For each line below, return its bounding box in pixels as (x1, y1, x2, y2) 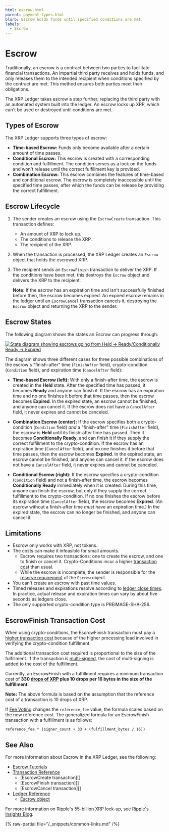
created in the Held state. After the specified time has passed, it (12, 382, 146, 388)
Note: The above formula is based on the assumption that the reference (5, 691, 155, 698)
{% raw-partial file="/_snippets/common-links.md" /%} (5, 821, 120, 827)
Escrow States (5, 318, 51, 327)
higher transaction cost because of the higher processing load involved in (5, 635, 159, 641)
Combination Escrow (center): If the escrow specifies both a (12, 419, 140, 425)
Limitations (5, 529, 41, 537)
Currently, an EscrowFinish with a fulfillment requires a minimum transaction (5, 671, 163, 677)
